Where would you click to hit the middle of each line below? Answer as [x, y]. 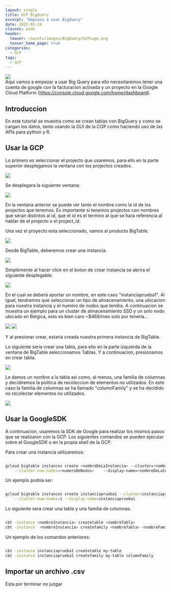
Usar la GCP [25, 148]
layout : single [21, 10]
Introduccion [26, 109]
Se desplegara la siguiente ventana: [43, 185]
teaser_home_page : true [35, 43]
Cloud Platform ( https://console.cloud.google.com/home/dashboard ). [78, 93]
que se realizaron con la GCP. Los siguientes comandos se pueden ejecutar [84, 437]
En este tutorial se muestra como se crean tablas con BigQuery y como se [83, 121]
